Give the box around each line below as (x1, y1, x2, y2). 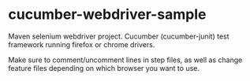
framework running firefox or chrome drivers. (8, 39, 155, 49)
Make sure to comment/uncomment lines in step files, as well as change (8, 55, 243, 64)
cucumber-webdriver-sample (8, 6, 207, 24)
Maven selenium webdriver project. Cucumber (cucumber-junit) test (8, 31, 230, 41)
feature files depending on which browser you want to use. (8, 63, 200, 72)
